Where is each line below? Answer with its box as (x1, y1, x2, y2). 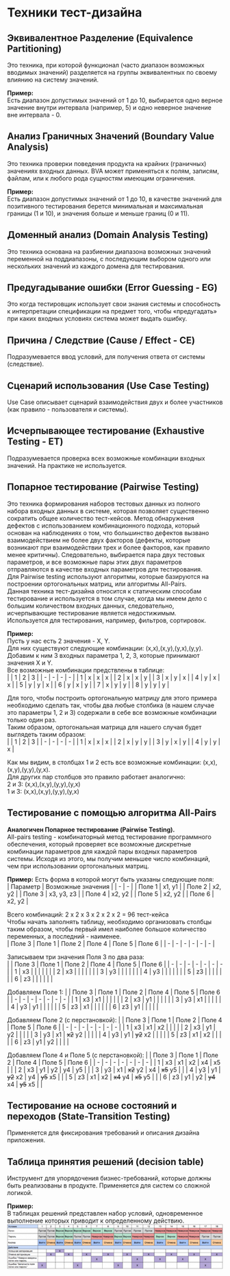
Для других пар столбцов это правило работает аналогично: (7, 772, 186, 781)
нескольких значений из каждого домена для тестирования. (7, 262, 185, 270)
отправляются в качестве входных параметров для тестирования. (7, 565, 203, 574)
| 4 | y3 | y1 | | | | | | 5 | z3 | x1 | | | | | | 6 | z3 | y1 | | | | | (7, 1002, 159, 1011)
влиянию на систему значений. (7, 75, 99, 84)
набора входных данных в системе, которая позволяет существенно (7, 506, 209, 515)
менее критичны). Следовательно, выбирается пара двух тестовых (7, 550, 205, 558)
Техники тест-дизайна (7, 5, 142, 21)
